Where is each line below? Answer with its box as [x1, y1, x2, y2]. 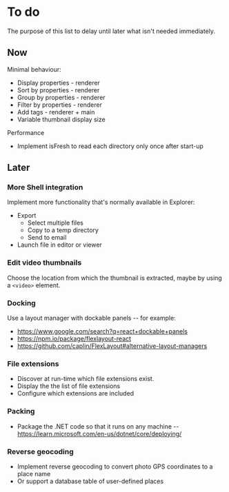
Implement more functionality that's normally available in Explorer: [7, 198, 195, 207]
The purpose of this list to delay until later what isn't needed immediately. [7, 27, 216, 35]
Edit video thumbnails [7, 258, 82, 267]
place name [17, 469, 51, 478]
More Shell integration [7, 183, 83, 192]
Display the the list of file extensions [17, 382, 121, 390]
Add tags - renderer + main [17, 107, 95, 116]
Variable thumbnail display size [17, 115, 106, 123]
